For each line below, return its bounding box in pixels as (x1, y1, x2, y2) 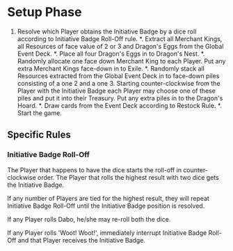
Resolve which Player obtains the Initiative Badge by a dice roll (17, 27, 197, 36)
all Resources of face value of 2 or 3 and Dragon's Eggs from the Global (17, 42, 224, 50)
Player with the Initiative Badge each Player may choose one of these (17, 86, 216, 95)
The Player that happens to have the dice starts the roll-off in (7, 165, 182, 174)
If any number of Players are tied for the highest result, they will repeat (7, 194, 210, 202)
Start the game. (17, 109, 63, 117)
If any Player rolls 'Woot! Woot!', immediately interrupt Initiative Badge (7, 228, 207, 237)
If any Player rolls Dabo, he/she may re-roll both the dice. (7, 215, 171, 223)
